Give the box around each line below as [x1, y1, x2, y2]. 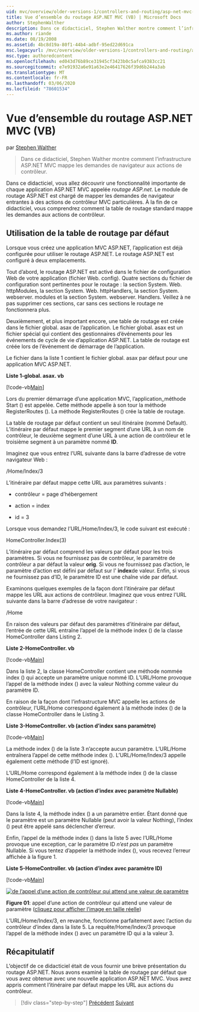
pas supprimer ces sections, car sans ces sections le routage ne [6, 299, 164, 306]
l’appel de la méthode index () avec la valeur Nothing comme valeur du [6, 680, 179, 687]
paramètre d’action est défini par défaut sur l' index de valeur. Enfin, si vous [6, 567, 190, 574]
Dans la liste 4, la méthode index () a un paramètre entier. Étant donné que [6, 810, 188, 817]
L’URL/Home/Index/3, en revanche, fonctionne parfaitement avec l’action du [6, 917, 192, 924]
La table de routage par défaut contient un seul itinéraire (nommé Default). [6, 419, 188, 426]
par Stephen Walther [6, 144, 57, 151]
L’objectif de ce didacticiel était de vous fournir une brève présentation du [6, 963, 187, 970]
